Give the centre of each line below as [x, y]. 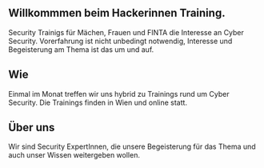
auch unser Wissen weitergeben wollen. [74, 155]
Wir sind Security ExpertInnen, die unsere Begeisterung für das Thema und [132, 146]
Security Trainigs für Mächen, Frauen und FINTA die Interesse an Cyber [126, 32]
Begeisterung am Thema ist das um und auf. [81, 49]
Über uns [32, 128]
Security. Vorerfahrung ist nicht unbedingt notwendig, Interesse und [120, 41]
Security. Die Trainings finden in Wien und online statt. [98, 102]
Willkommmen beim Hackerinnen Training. [117, 13]
